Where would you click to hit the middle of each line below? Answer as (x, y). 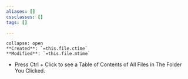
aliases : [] (21, 11)
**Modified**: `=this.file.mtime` (48, 54)
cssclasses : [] (25, 17)
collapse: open (25, 44)
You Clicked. (30, 71)
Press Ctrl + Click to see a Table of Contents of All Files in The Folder (98, 64)
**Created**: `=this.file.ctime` (47, 49)
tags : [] (17, 22)
